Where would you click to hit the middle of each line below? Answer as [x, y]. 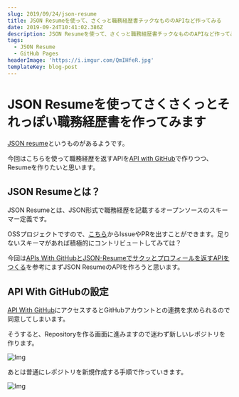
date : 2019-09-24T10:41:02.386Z [55, 27]
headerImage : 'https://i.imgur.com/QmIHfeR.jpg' [81, 60]
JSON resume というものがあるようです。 [68, 143]
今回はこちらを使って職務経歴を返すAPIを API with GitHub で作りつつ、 [110, 158]
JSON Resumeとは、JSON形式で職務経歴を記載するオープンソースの [108, 210]
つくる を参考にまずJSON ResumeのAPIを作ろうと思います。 [95, 267]
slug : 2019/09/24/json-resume [52, 14]
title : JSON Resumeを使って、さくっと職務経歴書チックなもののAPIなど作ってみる [115, 21]
